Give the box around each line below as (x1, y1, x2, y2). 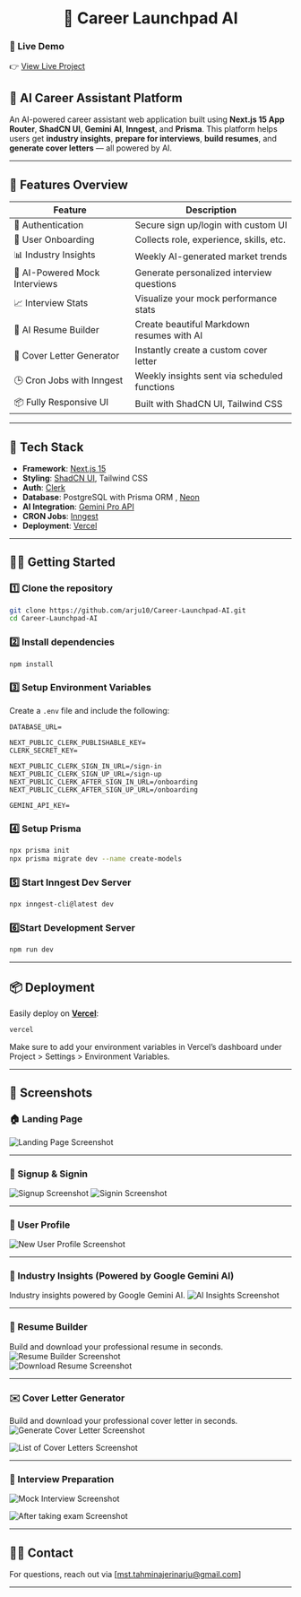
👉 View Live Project (9, 61, 85, 72)
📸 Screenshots (9, 1085, 93, 1101)
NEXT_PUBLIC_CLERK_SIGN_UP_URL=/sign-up (9, 769, 163, 778)
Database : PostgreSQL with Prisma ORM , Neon (21, 491, 200, 502)
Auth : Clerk (21, 482, 65, 492)
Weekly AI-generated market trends (134, 250, 288, 263)
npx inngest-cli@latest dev (9, 900, 115, 909)
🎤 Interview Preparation (9, 1473, 115, 1485)
